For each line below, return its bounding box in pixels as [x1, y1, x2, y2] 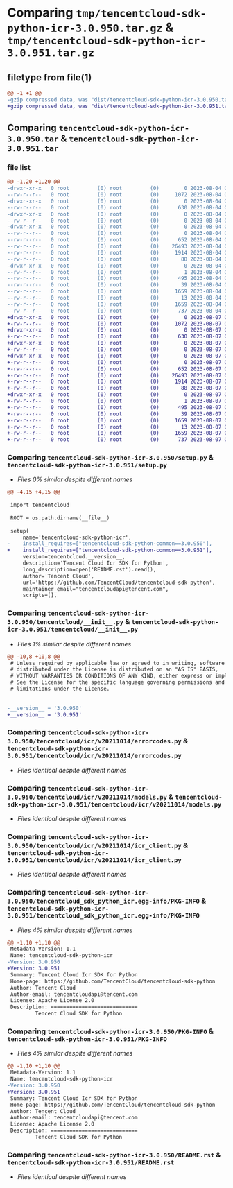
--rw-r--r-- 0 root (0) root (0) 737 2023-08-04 [7, 307, 222, 314]
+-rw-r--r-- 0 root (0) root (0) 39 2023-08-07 [7, 411, 222, 417]
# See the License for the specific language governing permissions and [10, 679, 225, 686]
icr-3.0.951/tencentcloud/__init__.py [7, 626, 139, 634]
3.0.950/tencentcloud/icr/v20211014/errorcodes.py [7, 737, 182, 746]
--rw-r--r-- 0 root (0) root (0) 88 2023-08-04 [7, 255, 222, 263]
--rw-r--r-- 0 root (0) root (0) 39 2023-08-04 [7, 282, 222, 289]
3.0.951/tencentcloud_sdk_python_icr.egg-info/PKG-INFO [7, 912, 200, 920]
